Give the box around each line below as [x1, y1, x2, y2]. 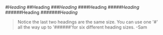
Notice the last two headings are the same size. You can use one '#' [17, 19, 158, 25]
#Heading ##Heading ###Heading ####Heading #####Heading [5, 4, 139, 10]
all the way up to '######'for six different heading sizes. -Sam [17, 24, 147, 30]
